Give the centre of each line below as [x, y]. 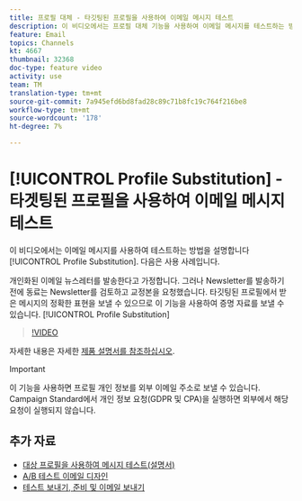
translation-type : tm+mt [56, 93]
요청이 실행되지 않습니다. [53, 410]
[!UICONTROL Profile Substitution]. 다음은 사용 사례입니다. [115, 261]
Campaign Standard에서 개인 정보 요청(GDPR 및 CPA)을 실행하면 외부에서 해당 [149, 398]
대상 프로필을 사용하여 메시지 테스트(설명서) [98, 464]
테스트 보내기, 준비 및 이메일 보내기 [84, 487]
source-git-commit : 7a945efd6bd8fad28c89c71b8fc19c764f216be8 [128, 101]
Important [27, 369]
